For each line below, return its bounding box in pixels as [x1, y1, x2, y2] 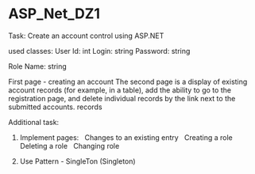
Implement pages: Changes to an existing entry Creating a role [19, 132, 233, 142]
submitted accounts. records [8, 102, 102, 112]
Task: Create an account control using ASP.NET [8, 31, 164, 40]
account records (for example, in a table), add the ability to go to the [8, 85, 232, 95]
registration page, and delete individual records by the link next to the [8, 93, 236, 103]
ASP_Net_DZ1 [8, 5, 101, 23]
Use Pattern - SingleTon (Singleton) [19, 156, 137, 166]
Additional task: [8, 117, 60, 127]
